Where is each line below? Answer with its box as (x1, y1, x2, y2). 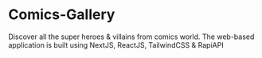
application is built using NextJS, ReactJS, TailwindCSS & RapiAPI (8, 40, 225, 49)
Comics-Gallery (8, 6, 115, 24)
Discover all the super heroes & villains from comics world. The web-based (8, 32, 255, 41)
